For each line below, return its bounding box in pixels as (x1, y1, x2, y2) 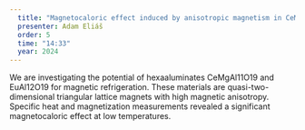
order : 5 (17, 30, 51, 39)
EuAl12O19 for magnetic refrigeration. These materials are (9, 82, 226, 93)
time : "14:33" (17, 38, 71, 48)
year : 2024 (17, 47, 59, 56)
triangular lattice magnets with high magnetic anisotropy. (56, 92, 270, 103)
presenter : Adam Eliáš (17, 22, 103, 31)
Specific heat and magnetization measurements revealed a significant (9, 101, 271, 112)
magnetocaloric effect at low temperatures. (9, 111, 172, 122)
